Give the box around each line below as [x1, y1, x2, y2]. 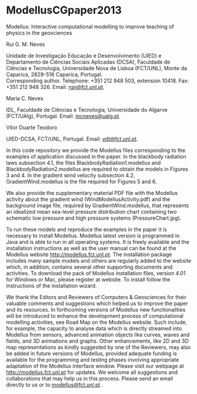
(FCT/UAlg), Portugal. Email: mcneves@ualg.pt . [6, 112, 121, 120]
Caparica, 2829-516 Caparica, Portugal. [6, 71, 103, 78]
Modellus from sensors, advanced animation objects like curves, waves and [6, 331, 190, 338]
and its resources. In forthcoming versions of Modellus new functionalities [6, 306, 186, 313]
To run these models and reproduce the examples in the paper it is [6, 226, 168, 233]
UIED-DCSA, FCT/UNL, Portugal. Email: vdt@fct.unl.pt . [6, 135, 138, 142]
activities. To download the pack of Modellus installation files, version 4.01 [6, 269, 186, 277]
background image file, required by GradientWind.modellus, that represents [6, 201, 189, 209]
